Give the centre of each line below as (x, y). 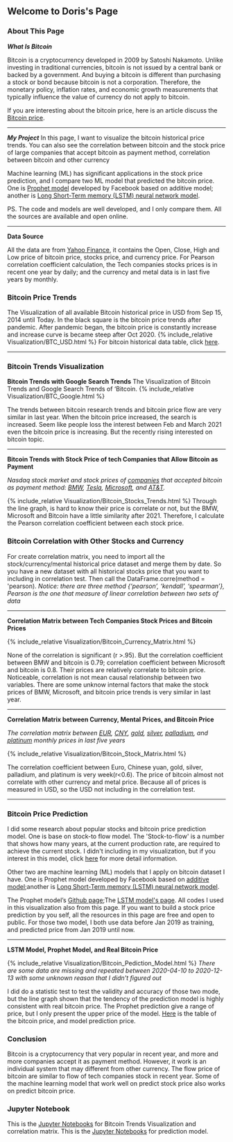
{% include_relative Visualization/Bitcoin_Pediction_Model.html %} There (111, 963)
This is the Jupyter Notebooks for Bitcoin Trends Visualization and (102, 1124)
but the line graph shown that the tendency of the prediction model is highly (115, 998)
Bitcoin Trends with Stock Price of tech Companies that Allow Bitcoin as (113, 459)
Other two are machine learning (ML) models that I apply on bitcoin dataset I (116, 872)
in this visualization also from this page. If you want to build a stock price (111, 907)
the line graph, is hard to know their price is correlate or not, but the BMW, (113, 508)
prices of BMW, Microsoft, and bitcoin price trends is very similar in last (109, 692)
